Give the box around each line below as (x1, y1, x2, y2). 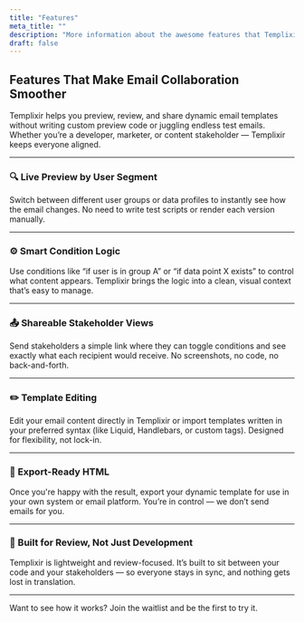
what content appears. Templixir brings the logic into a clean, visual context (9, 275, 291, 286)
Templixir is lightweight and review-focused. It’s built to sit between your (9, 557, 280, 568)
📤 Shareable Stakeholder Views (9, 316, 154, 329)
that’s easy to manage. (9, 284, 94, 295)
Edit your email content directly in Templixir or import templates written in (9, 416, 283, 426)
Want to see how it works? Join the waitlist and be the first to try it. (9, 602, 258, 613)
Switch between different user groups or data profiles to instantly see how (9, 195, 287, 206)
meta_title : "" (9, 22, 67, 31)
